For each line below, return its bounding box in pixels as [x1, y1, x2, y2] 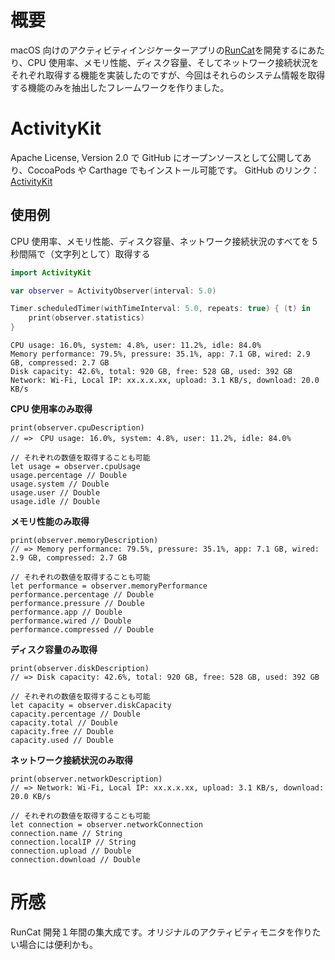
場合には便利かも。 [18, 939, 98, 950]
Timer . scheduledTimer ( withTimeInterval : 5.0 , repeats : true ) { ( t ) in [10, 304, 311, 314]
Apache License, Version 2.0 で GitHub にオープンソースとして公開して [10, 151, 303, 163]
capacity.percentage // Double [10, 709, 141, 720]
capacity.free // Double [10, 727, 114, 737]
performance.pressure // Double [10, 599, 145, 609]
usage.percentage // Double [10, 471, 128, 481]
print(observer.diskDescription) [10, 664, 150, 674]
